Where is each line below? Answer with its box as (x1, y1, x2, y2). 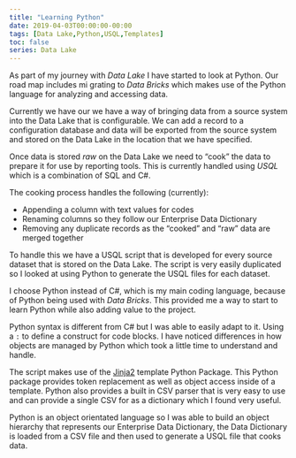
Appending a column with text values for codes (21, 204, 194, 215)
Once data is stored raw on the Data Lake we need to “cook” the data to (9, 151, 271, 162)
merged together (21, 233, 84, 243)
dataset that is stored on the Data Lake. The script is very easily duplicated (9, 259, 282, 270)
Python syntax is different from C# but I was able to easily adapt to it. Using (9, 322, 285, 332)
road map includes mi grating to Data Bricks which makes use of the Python (9, 80, 286, 90)
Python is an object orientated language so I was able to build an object (9, 412, 269, 423)
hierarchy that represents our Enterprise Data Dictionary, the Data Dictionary (9, 422, 288, 432)
